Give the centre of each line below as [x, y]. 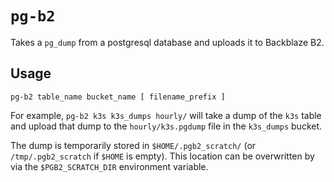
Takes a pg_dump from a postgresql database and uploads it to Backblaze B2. [167, 42]
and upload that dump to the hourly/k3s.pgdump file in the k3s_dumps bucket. [166, 126]
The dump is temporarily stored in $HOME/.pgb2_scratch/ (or [133, 145]
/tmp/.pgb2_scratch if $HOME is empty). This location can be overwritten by [162, 156]
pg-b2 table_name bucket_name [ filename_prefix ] [118, 97]
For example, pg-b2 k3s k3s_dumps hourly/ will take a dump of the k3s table [166, 115]
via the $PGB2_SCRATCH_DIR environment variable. [109, 166]
